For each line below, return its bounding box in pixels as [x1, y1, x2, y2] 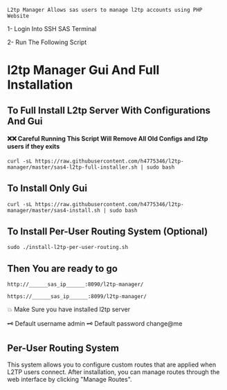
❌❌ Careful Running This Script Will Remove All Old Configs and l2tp [7, 135, 208, 143]
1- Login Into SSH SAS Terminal [7, 25, 97, 32]
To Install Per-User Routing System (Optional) [7, 225, 208, 237]
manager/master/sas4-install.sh [7, 207, 100, 214]
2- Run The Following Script [7, 38, 87, 46]
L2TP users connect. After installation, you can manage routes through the [7, 368, 220, 376]
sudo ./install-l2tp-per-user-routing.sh [7, 244, 129, 251]
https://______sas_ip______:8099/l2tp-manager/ [7, 293, 147, 300]
